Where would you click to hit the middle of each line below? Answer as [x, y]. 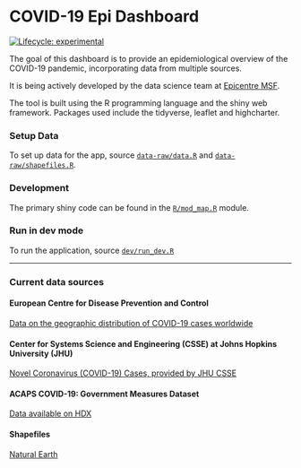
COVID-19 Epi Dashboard [104, 17]
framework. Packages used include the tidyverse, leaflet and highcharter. [145, 112]
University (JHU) [41, 353]
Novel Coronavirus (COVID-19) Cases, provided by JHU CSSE [123, 373]
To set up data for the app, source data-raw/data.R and [111, 155]
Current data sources [57, 282]
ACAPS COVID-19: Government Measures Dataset [104, 394]
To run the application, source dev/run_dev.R [92, 250]
